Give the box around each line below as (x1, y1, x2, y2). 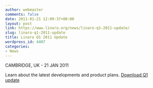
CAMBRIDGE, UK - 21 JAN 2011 (5, 62, 69, 68)
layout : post (5, 21, 32, 26)
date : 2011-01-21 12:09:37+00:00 (5, 16, 75, 21)
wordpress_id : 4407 (5, 40, 46, 44)
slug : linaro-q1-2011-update (5, 30, 66, 35)
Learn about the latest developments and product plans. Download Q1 (5, 72, 148, 78)
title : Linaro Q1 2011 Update (5, 35, 68, 40)
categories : (5, 44, 30, 49)
